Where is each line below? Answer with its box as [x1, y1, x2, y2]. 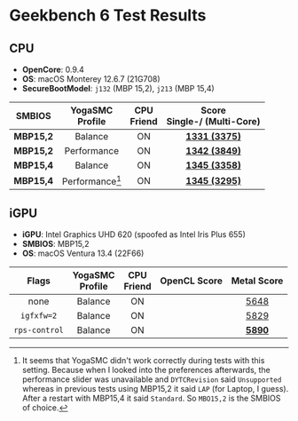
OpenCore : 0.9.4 [21, 64, 84, 75]
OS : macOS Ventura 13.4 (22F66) [21, 248, 145, 258]
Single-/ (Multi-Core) [166, 115, 261, 127]
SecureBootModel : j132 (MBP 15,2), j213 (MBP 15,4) [21, 83, 215, 93]
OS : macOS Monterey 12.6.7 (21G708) [21, 74, 161, 84]
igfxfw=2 [20, 311, 58, 321]
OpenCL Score [159, 274, 223, 287]
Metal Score [231, 274, 284, 287]
